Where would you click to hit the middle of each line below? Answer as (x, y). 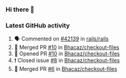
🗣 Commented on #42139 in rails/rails (61, 39)
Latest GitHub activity (38, 25)
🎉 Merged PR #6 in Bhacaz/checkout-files (65, 69)
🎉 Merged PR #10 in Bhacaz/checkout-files (67, 48)
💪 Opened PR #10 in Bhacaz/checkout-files (67, 54)
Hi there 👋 (20, 10)
